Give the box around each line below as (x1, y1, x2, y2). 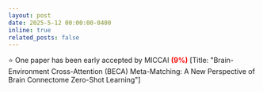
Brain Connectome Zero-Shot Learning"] (8, 75, 141, 85)
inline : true (8, 26, 51, 34)
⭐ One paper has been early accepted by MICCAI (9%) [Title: (8, 56, 209, 65)
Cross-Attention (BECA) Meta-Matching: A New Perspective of (51, 67, 256, 76)
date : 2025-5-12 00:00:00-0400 (8, 19, 112, 27)
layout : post (8, 11, 51, 20)
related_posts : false (8, 33, 80, 42)
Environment (8, 67, 50, 76)
